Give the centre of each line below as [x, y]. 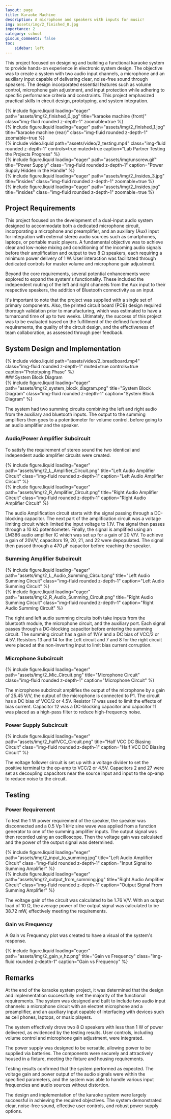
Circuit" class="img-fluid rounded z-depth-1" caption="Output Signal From [84, 885]
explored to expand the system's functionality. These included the [75, 279]
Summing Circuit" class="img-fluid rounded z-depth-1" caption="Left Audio [85, 580]
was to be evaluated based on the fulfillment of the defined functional [78, 322]
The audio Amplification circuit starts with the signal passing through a [79, 513]
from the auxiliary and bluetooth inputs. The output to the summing [76, 414]
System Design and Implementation [63, 349]
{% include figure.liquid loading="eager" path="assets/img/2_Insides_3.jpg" [85, 176]
